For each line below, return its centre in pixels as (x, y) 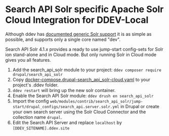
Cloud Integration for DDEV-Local (77, 20)
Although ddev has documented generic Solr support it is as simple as (78, 34)
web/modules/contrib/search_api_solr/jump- (96, 101)
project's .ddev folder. (36, 85)
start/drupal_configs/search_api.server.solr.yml (66, 107)
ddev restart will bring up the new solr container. (64, 90)
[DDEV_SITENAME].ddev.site (41, 128)
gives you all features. (28, 60)
